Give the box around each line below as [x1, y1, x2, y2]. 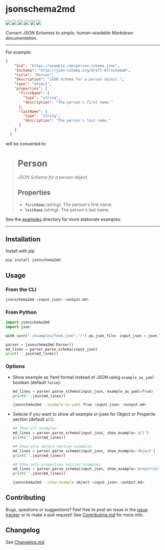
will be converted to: [5, 141, 47, 146]
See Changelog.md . [5, 539, 46, 545]
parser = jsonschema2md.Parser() [5, 342, 74, 347]
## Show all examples [12, 426, 57, 431]
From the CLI [5, 286, 37, 293]
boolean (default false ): [12, 379, 61, 385]
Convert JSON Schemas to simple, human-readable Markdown [5, 29, 134, 35]
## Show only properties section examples [12, 462, 101, 467]
